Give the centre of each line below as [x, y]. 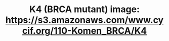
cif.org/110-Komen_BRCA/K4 [85, 31]
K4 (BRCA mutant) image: [85, 9]
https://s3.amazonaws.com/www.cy [85, 20]
